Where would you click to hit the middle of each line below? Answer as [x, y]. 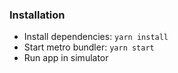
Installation [37, 15]
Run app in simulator [66, 58]
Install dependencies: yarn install [96, 37]
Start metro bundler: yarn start [89, 47]
